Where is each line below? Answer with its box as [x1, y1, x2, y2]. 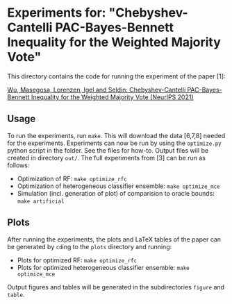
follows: [7, 161, 30, 169]
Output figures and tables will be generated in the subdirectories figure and [7, 282, 224, 291]
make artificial [17, 198, 65, 205]
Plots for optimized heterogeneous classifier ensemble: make [17, 263, 190, 271]
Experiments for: [7, 5, 106, 21]
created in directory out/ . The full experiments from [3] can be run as [7, 153, 206, 162]
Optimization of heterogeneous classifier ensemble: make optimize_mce [17, 182, 220, 190]
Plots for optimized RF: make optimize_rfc [17, 255, 138, 264]
